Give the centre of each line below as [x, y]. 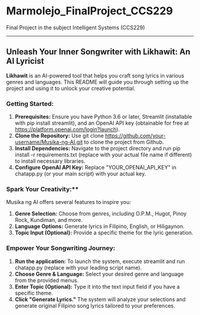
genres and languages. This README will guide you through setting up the [97, 82]
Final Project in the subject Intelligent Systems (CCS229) [76, 27]
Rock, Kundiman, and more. [49, 220]
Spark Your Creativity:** [43, 189]
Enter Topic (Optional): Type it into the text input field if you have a [97, 286]
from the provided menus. [47, 280]
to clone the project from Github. [124, 142]
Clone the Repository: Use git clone [59, 136]
